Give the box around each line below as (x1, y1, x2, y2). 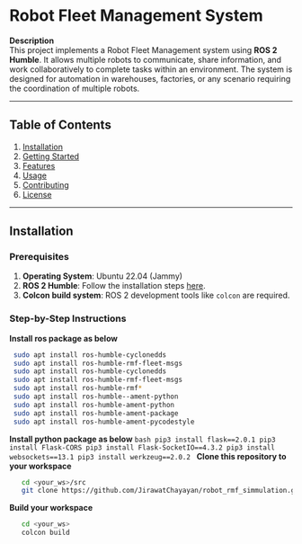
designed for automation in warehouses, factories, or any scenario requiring (9, 73, 291, 84)
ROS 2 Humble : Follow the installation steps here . (22, 281, 207, 291)
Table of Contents (9, 118, 112, 133)
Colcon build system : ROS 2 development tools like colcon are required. (22, 290, 290, 301)
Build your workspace (9, 503, 93, 513)
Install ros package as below (9, 333, 119, 343)
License (22, 189, 52, 200)
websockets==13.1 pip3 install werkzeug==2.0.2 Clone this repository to (9, 450, 287, 461)
